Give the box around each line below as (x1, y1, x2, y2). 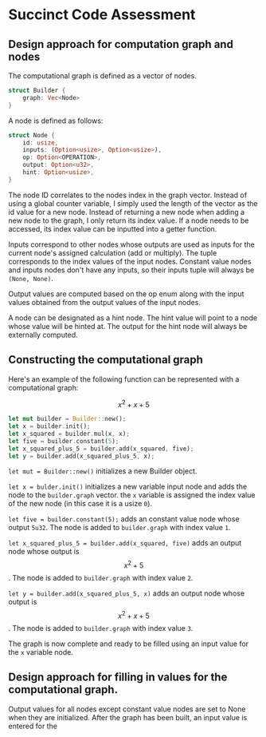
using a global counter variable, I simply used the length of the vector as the (8, 198, 258, 208)
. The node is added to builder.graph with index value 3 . (8, 623, 194, 632)
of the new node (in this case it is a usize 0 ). (8, 499, 153, 509)
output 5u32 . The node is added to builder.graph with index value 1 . (8, 523, 231, 533)
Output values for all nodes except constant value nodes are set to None (8, 704, 246, 714)
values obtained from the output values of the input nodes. (8, 297, 201, 307)
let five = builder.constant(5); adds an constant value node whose (8, 514, 241, 524)
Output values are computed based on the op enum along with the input (8, 289, 244, 299)
